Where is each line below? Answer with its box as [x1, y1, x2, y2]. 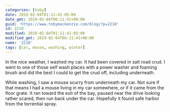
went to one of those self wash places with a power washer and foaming [5, 64, 157, 70]
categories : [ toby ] [5, 7, 47, 13]
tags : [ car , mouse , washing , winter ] [5, 45, 85, 50]
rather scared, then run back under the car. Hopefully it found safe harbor [5, 95, 160, 101]
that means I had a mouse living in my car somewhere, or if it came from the [5, 84, 164, 91]
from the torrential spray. [5, 100, 57, 106]
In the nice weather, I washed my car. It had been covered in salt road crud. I [5, 59, 165, 65]
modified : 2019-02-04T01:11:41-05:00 [5, 31, 85, 36]
